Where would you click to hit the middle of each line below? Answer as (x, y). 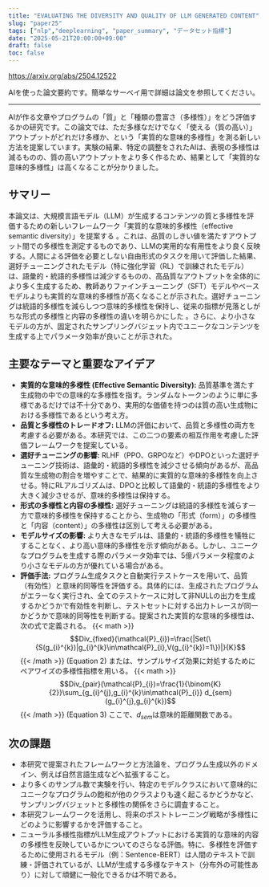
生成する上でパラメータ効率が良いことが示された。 (92, 336)
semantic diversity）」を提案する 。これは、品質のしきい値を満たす (118, 236)
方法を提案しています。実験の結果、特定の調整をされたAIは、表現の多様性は (134, 147)
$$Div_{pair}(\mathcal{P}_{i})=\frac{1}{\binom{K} (141, 684)
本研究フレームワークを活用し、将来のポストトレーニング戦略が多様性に (139, 815)
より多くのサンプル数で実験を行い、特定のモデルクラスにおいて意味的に (139, 784)
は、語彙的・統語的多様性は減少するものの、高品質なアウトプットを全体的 (131, 276)
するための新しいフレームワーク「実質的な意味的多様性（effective (124, 226)
